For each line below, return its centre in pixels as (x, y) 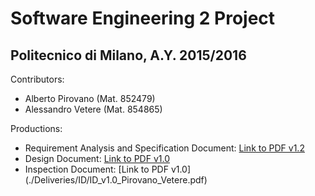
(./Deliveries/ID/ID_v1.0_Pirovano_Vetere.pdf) (116, 180)
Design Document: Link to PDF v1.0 (97, 158)
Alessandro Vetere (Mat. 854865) (93, 109)
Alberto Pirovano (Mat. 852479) (90, 98)
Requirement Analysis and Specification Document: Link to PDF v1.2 (164, 148)
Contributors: (37, 79)
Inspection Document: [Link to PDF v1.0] (108, 169)
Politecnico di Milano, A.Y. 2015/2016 (128, 55)
